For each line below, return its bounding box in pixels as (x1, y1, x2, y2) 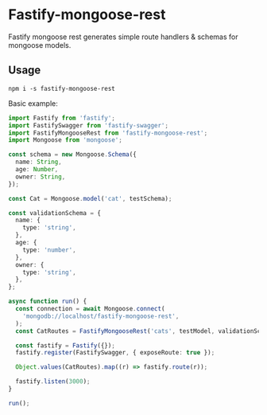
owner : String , (15, 173, 66, 181)
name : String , (15, 158, 62, 166)
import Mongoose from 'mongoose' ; (8, 136, 123, 144)
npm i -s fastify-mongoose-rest (8, 84, 115, 92)
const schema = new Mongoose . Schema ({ (8, 151, 137, 159)
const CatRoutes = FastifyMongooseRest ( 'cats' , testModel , (15, 327, 215, 335)
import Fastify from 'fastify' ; (8, 114, 115, 122)
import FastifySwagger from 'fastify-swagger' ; (8, 121, 169, 129)
